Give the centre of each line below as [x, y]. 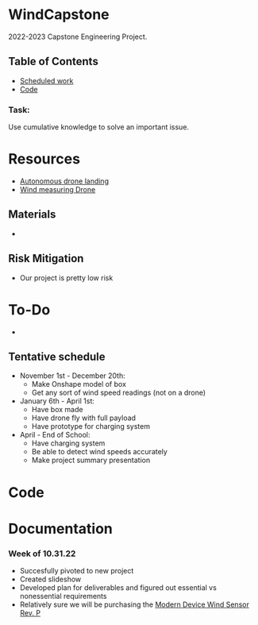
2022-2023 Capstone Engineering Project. [78, 37]
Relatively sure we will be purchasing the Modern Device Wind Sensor [135, 604]
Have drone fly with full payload [84, 418]
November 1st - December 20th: [72, 376]
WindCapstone [59, 15]
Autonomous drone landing [64, 181]
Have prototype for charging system [91, 426]
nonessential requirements [63, 596]
